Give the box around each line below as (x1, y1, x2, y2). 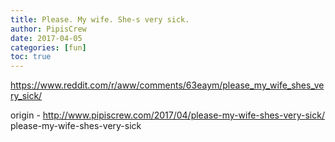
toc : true (10, 52, 52, 62)
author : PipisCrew (10, 24, 87, 34)
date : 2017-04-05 (10, 33, 83, 43)
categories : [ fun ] (10, 42, 87, 53)
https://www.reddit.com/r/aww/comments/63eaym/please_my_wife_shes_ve (10, 79, 325, 91)
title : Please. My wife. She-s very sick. (10, 14, 190, 25)
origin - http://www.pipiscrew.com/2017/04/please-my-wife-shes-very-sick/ (10, 109, 325, 121)
